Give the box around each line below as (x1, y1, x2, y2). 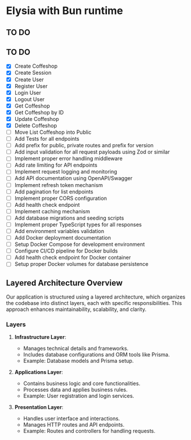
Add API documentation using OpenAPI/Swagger (14, 175, 133, 182)
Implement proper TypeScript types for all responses (14, 221, 142, 228)
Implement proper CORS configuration (14, 195, 107, 202)
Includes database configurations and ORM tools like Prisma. (23, 351, 170, 358)
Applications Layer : (14, 369, 63, 376)
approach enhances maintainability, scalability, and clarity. (6, 306, 147, 313)
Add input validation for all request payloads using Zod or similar (14, 148, 171, 155)
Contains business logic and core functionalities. (23, 380, 141, 387)
